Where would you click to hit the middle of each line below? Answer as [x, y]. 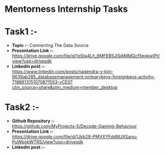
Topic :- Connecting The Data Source [50, 45]
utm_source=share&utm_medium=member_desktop [65, 87]
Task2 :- [22, 107]
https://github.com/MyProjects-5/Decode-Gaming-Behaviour [74, 126]
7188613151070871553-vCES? [42, 82]
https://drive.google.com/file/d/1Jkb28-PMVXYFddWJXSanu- [75, 137]
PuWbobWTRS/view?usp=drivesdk [48, 142]
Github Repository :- [33, 121]
